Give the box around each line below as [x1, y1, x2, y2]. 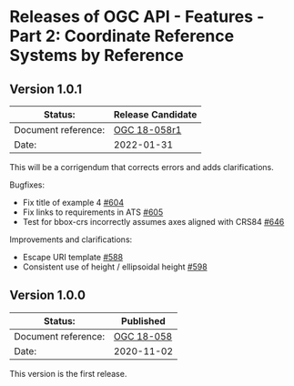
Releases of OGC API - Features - [9, 6, 265, 27]
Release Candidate [113, 108, 198, 120]
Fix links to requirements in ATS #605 [22, 207, 164, 218]
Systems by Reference [9, 46, 184, 66]
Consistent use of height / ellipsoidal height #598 [22, 261, 208, 272]
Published [121, 314, 166, 327]
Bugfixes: [9, 179, 46, 190]
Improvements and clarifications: [9, 234, 133, 245]
